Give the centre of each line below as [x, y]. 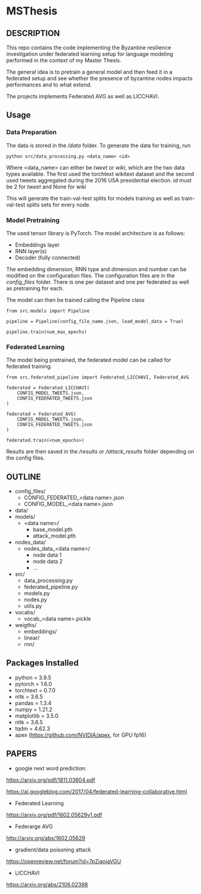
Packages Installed [43, 663]
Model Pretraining [33, 220]
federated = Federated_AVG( [41, 414]
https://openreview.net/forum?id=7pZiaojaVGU [64, 861]
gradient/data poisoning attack [53, 850]
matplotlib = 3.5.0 [37, 716]
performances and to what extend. [49, 85]
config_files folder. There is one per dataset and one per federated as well [97, 282]
